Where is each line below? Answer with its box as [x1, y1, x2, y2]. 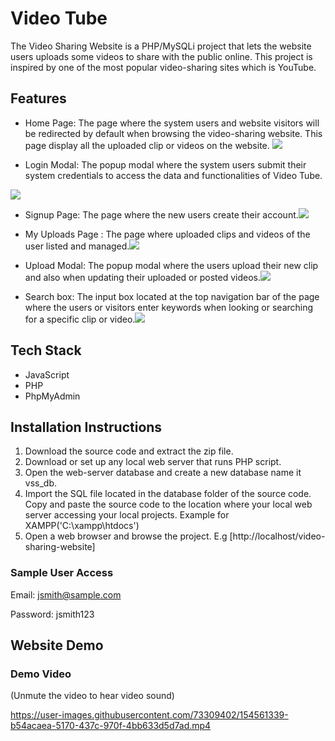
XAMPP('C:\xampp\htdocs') [24, 520, 140, 532]
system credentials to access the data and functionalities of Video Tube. [24, 169, 323, 181]
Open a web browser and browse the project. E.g [24, 530, 228, 542]
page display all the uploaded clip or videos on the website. [24, 139, 270, 151]
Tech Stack [10, 342, 82, 359]
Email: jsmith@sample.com [10, 588, 122, 601]
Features [10, 90, 67, 107]
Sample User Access [10, 566, 114, 580]
